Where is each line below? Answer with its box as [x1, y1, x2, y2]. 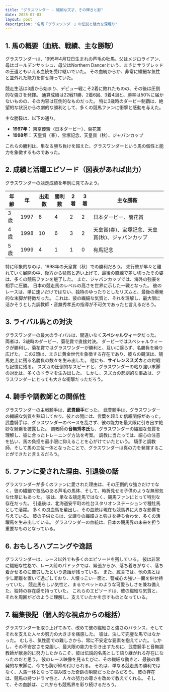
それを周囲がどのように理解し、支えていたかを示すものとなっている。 [5, 594, 150, 600]
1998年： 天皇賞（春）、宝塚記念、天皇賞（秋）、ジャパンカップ [12, 132, 144, 138]
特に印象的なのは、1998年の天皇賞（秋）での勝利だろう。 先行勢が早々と [5, 263, 157, 269]
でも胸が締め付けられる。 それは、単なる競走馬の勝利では [40, 662, 161, 668]
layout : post [5, 17, 33, 22]
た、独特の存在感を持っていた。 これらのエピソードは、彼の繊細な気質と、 [5, 588, 160, 594]
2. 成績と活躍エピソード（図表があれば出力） [5, 165, 145, 174]
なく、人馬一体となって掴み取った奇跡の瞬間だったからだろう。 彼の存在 [5, 669, 156, 675]
